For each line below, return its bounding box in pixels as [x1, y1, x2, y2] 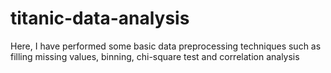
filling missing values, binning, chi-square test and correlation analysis [10, 50, 300, 62]
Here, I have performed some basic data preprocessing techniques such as [10, 40, 322, 52]
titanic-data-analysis [10, 7, 190, 30]
